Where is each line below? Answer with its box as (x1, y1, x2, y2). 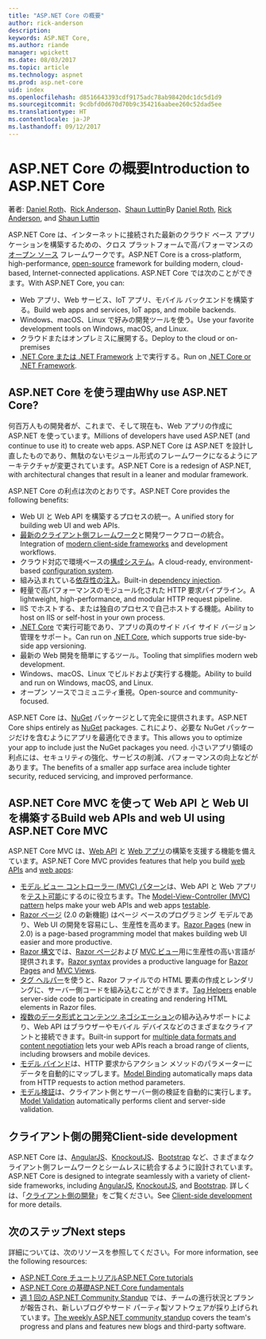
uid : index (8, 85, 44, 94)
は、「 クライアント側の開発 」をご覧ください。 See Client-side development (8, 1191, 253, 1200)
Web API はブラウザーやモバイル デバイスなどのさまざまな (33, 1022, 226, 1032)
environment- (209, 557, 254, 566)
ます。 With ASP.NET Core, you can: (8, 278, 125, 288)
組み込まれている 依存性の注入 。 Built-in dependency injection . (19, 575, 222, 585)
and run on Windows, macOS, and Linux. (19, 678, 153, 687)
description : (8, 26, 52, 34)
